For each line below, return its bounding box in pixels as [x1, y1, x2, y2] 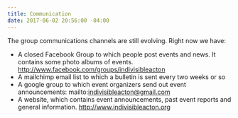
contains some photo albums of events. [17, 57, 134, 66]
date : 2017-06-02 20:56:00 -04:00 [7, 17, 110, 24]
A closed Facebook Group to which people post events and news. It [17, 50, 216, 59]
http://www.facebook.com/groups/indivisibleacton [17, 65, 166, 73]
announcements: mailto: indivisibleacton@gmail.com [17, 88, 171, 96]
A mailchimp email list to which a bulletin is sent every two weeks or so [17, 72, 226, 81]
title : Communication [7, 10, 72, 18]
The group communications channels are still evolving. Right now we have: [7, 36, 226, 45]
